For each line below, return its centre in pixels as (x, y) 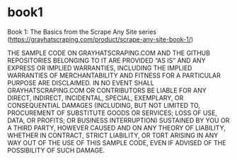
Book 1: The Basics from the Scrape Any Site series (82, 32)
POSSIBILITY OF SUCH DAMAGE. (56, 150)
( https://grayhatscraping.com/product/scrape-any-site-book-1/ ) (100, 39)
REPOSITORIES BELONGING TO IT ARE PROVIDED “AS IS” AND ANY (107, 60)
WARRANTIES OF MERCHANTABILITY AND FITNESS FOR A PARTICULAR (114, 75)
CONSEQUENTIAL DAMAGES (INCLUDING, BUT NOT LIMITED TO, (104, 105)
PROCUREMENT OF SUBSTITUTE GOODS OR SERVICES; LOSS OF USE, (112, 113)
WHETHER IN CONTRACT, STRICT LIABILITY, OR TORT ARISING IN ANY (113, 135)
